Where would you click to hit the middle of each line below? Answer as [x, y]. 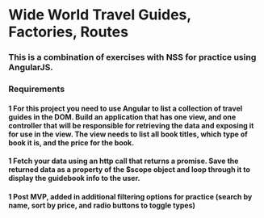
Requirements [37, 89]
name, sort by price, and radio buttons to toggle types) [102, 205]
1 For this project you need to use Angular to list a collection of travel [126, 108]
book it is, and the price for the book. [71, 142]
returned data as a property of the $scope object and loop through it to [129, 170]
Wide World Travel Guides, [100, 15]
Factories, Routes [69, 32]
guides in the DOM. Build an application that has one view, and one [122, 117]
